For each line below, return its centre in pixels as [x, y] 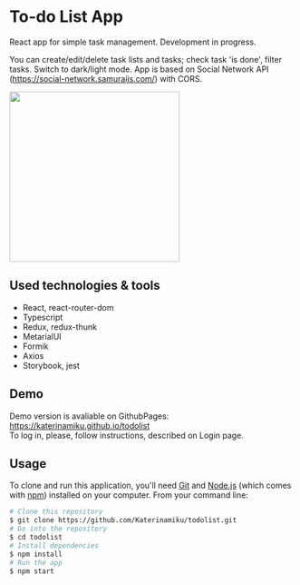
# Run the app [36, 562]
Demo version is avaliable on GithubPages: [89, 416]
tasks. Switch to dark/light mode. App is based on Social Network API [139, 69]
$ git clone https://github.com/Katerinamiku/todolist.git [123, 521]
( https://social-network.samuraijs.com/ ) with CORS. [106, 78]
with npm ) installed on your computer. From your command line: [129, 495]
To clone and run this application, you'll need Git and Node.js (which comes [150, 486]
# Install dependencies [54, 545]
